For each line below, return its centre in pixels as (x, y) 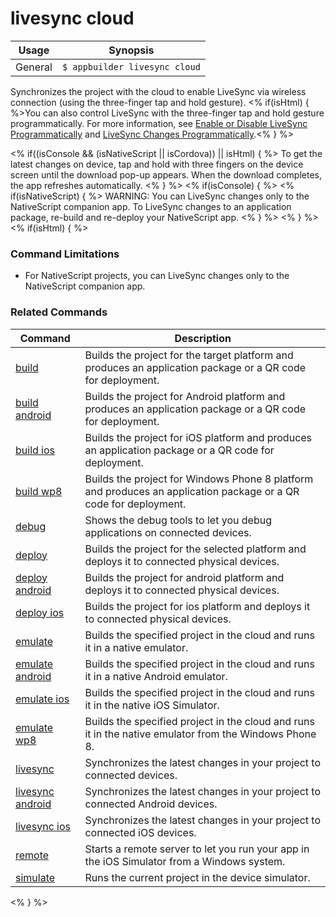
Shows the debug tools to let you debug (178, 520)
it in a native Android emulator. (156, 676)
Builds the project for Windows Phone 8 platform (199, 479)
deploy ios (40, 612)
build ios (35, 450)
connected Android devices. (151, 804)
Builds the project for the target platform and (189, 355)
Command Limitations (65, 254)
